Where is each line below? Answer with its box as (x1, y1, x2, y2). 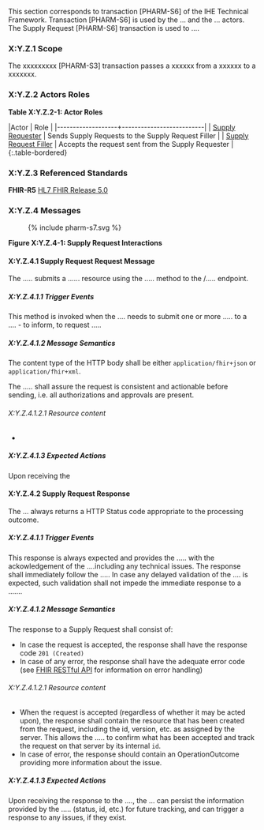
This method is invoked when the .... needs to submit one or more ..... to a (8, 312, 247, 321)
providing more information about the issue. (19, 757, 162, 767)
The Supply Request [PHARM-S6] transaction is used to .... (8, 24, 199, 32)
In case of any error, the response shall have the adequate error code (19, 656, 246, 666)
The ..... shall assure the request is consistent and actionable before (8, 382, 229, 392)
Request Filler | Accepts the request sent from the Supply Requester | (8, 139, 234, 148)
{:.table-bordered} (8, 148, 68, 157)
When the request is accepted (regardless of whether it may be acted (19, 707, 246, 717)
